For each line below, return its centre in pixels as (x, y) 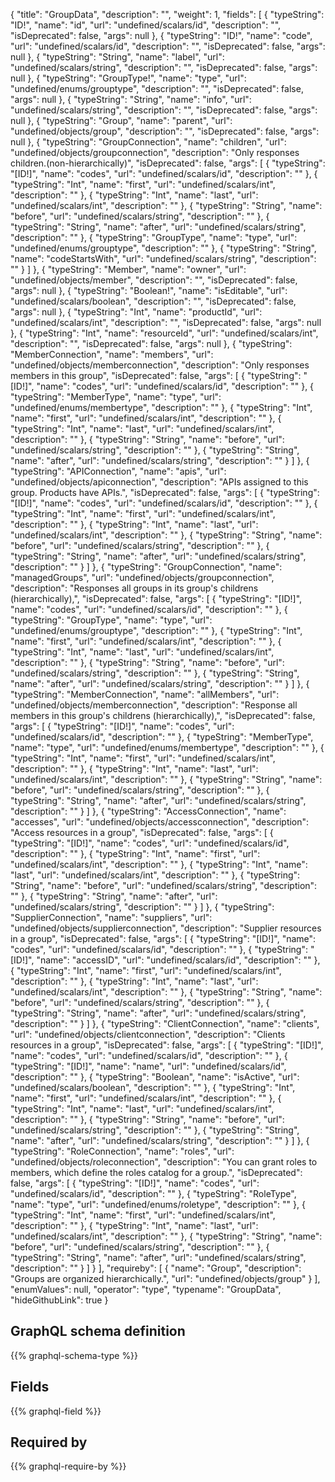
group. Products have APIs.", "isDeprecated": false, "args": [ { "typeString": (165, 492)
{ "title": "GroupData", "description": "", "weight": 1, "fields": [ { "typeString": (167, 14)
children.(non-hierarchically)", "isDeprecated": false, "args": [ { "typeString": (168, 163)
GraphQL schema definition (98, 1331)
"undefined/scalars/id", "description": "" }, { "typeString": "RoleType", (153, 1193)
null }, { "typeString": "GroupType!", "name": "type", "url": (128, 78)
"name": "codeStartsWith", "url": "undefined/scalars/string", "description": (163, 258)
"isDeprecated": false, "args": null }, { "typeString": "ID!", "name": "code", (161, 35)
